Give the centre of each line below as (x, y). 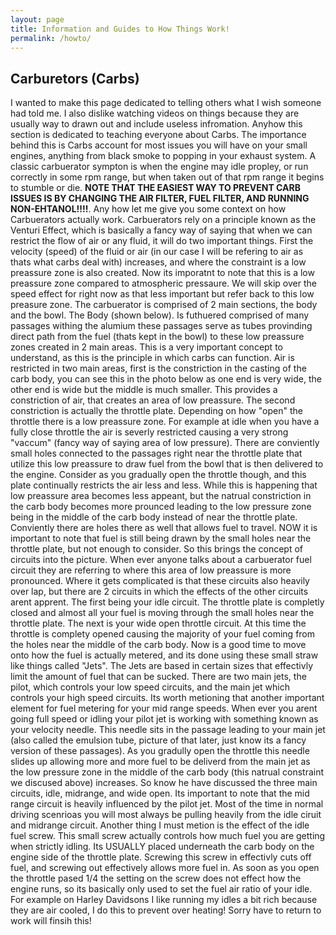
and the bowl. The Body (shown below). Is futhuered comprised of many (160, 315)
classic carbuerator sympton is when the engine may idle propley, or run (159, 167)
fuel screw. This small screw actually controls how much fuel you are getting (168, 836)
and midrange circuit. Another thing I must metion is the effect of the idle (160, 825)
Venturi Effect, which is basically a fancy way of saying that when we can (161, 230)
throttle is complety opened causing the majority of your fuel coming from (163, 634)
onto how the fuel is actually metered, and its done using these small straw (164, 655)
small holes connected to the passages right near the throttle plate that (156, 453)
